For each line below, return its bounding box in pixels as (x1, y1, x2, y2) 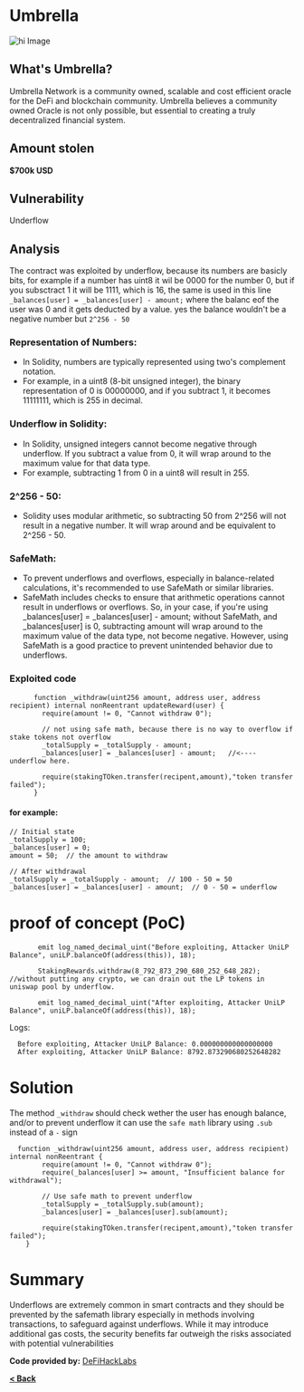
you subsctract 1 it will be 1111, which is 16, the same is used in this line (9, 284, 271, 295)
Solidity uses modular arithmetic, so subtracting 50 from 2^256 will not (22, 511, 287, 522)
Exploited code (9, 672, 77, 685)
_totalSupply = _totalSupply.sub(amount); (42, 1199, 204, 1209)
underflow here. (9, 756, 71, 765)
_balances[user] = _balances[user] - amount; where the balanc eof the (9, 294, 280, 305)
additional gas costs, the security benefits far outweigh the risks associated (9, 1328, 292, 1339)
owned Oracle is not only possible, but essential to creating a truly (9, 105, 256, 116)
